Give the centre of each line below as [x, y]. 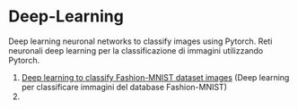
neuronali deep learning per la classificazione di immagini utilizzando [136, 50]
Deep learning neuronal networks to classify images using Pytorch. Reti [140, 41]
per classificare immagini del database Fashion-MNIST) [124, 87]
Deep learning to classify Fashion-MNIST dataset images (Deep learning [155, 77]
